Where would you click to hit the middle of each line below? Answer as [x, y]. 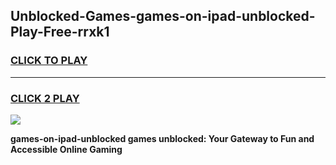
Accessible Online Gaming [66, 149]
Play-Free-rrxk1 [60, 32]
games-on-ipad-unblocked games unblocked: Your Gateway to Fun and [162, 138]
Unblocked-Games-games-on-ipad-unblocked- [163, 16]
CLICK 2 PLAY [45, 98]
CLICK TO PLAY [49, 61]
